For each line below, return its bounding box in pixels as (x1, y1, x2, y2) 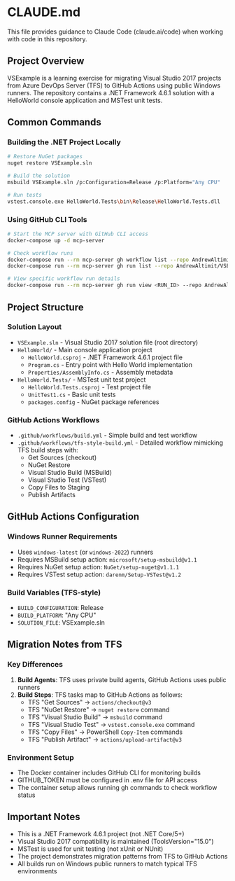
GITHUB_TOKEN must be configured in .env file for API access (17, 776, 198, 784)
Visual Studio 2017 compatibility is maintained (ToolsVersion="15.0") (17, 837, 215, 845)
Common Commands (7, 116, 101, 128)
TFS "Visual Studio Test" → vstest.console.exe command (27, 720, 195, 728)
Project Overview (7, 55, 85, 67)
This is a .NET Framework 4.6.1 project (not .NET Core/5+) (17, 829, 185, 838)
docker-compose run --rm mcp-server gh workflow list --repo (7, 256, 190, 263)
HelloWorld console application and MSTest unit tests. (7, 96, 163, 104)
